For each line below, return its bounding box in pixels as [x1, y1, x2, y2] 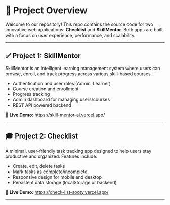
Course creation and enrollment [12, 86, 79, 92]
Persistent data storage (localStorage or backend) [12, 179, 117, 185]
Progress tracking [12, 91, 50, 97]
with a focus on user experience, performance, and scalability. [5, 32, 136, 38]
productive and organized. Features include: [5, 153, 98, 159]
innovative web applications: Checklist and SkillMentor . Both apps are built [5, 26, 163, 32]
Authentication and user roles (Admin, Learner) [12, 80, 111, 86]
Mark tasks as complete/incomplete [12, 168, 88, 175]
